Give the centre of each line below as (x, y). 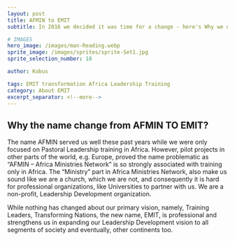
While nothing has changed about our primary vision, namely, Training (108, 207)
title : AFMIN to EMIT (39, 20)
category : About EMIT (39, 90)
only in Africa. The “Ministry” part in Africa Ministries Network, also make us (117, 172)
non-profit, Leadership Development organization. (79, 194)
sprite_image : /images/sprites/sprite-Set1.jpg (78, 52)
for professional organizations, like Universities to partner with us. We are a (115, 187)
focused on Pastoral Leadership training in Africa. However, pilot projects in (116, 149)
